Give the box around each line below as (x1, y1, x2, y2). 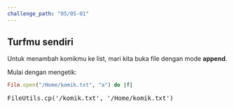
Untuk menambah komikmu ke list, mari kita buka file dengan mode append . (7, 54, 228, 63)
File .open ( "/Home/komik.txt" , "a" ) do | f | (7, 82, 133, 89)
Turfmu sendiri (7, 36, 74, 48)
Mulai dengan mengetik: (7, 68, 77, 77)
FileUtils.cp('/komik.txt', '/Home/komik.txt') (7, 94, 174, 102)
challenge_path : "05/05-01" (7, 10, 90, 17)
